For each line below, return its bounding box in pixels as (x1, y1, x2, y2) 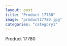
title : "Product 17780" (5, 12, 56, 17)
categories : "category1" (5, 21, 58, 27)
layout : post (5, 7, 33, 13)
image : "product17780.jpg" (5, 17, 62, 22)
